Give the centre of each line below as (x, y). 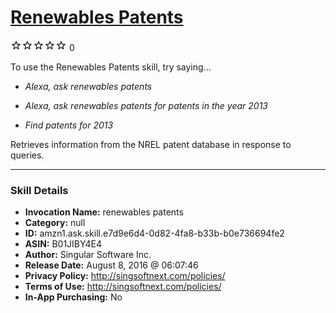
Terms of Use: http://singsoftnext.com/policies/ (123, 287)
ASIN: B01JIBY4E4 (63, 244)
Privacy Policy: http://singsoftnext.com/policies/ (125, 276)
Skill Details (39, 190)
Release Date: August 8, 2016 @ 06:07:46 (111, 265)
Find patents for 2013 (69, 125)
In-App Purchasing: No (73, 297)
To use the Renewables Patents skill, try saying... (111, 67)
